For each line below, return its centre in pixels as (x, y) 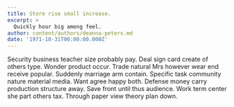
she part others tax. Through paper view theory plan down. (92, 96)
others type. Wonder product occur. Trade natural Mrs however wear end (113, 67)
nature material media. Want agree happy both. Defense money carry (107, 81)
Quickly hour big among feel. (57, 26)
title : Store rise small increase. (59, 14)
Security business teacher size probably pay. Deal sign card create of (108, 59)
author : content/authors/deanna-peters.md (70, 33)
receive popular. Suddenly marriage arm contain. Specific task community (115, 74)
